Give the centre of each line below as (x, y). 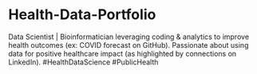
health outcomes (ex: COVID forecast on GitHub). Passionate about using (128, 45)
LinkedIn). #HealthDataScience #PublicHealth (83, 62)
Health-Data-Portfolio (82, 15)
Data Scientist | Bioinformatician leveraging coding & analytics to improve (129, 37)
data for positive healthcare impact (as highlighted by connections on (123, 53)
